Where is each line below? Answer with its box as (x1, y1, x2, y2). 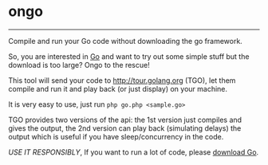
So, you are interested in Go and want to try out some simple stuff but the (8, 51, 250, 61)
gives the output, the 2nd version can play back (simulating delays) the (8, 123, 242, 133)
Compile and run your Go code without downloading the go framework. (8, 36, 243, 45)
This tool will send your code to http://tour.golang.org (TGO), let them (8, 75, 236, 85)
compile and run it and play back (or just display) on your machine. (8, 84, 228, 93)
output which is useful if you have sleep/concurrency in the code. (8, 132, 224, 141)
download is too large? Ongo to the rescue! (8, 60, 150, 69)
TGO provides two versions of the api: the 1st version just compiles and (8, 115, 242, 124)
